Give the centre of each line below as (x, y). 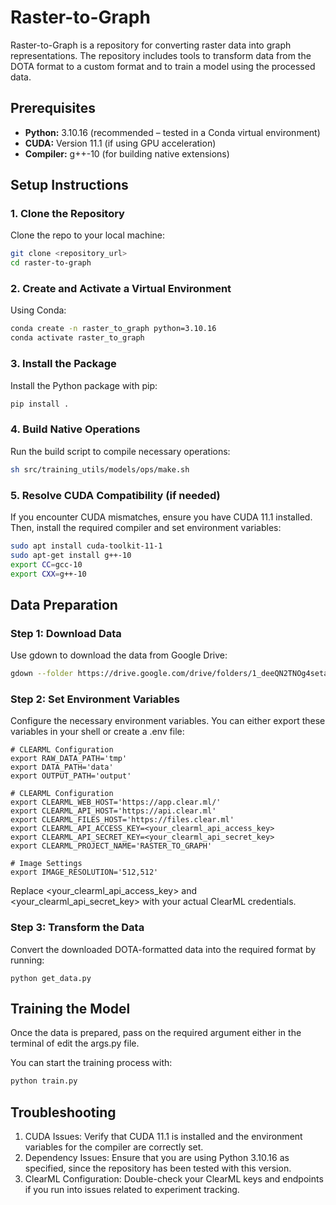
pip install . (40, 404)
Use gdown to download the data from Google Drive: (119, 655)
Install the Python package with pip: (84, 385)
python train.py (44, 1081)
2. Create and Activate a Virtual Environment (121, 289)
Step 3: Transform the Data (77, 928)
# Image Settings (46, 864)
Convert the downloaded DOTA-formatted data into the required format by (163, 949)
